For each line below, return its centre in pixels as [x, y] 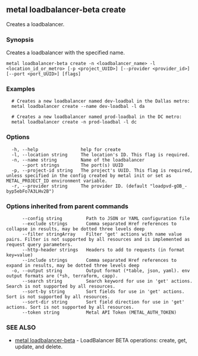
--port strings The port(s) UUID [73, 165]
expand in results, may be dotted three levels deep [73, 265]
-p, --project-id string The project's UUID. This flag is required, [102, 170]
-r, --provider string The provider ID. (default [79, 186]
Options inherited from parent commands [67, 206]
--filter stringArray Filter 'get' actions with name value [102, 234]
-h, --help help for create [66, 149]
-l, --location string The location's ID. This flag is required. [101, 154]
